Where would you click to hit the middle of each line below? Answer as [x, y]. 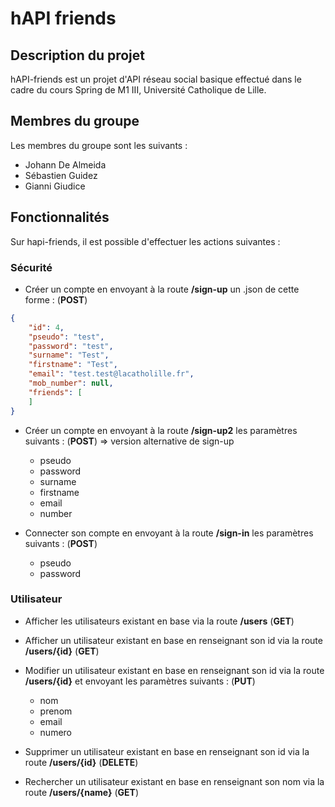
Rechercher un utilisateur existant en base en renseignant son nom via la [174, 781]
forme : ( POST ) [56, 299]
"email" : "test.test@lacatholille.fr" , [111, 374]
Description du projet [78, 55]
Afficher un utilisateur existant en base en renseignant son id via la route [173, 640]
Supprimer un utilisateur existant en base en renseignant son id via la [167, 751]
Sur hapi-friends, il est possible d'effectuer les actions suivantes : [145, 241]
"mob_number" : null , [71, 383]
